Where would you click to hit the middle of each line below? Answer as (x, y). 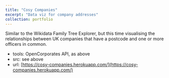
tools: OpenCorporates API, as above (51, 54)
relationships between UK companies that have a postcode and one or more (85, 39)
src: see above (28, 59)
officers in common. (26, 44)
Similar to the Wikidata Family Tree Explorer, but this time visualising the (80, 34)
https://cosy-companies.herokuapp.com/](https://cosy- (80, 65)
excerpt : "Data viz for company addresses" (52, 15)
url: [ (17, 65)
